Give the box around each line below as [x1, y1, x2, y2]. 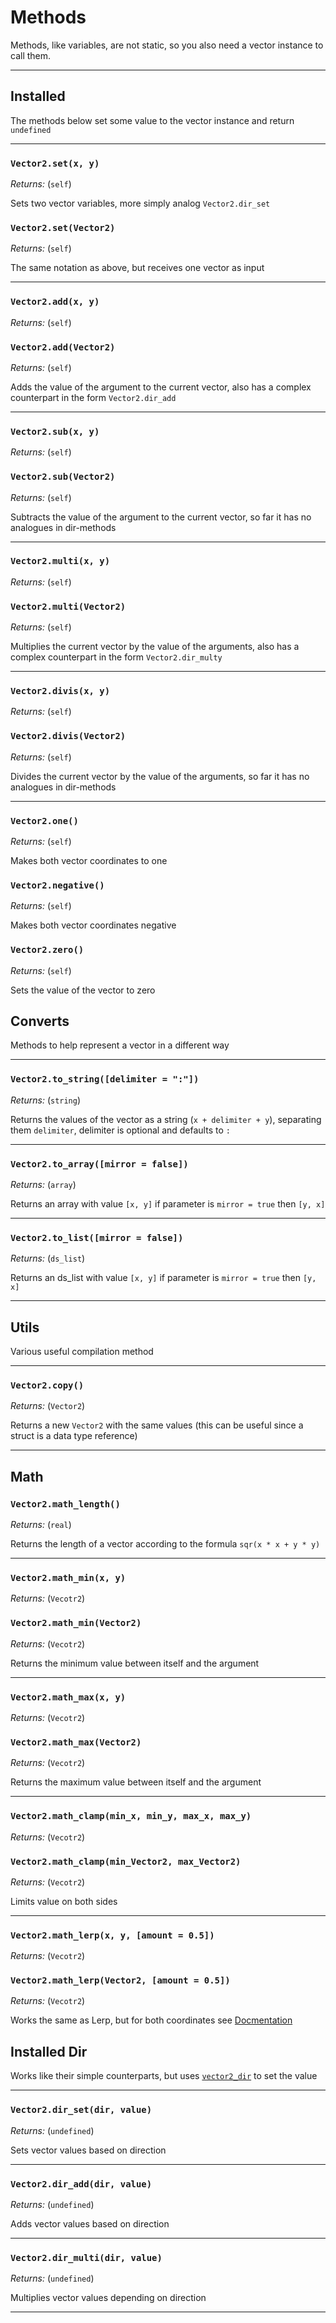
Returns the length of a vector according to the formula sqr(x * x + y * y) [10, 1538, 321, 1550]
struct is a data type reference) [10, 1430, 138, 1442]
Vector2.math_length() [10, 1498, 121, 1510]
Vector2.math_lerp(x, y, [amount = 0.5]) [10, 1929, 215, 1941]
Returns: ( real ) [10, 1519, 72, 1531]
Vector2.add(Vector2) [10, 341, 116, 353]
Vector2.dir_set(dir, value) [10, 2104, 153, 2116]
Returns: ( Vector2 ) [10, 1400, 86, 1412]
